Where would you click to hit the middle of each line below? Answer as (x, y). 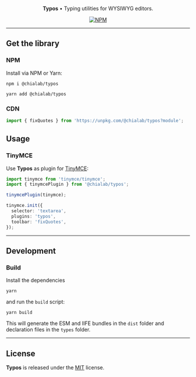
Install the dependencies (36, 281)
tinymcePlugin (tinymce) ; (36, 195)
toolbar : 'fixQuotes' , (39, 222)
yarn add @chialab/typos (36, 94)
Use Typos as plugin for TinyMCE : (47, 168)
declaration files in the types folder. (48, 330)
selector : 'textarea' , (39, 211)
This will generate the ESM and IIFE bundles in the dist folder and (85, 323)
